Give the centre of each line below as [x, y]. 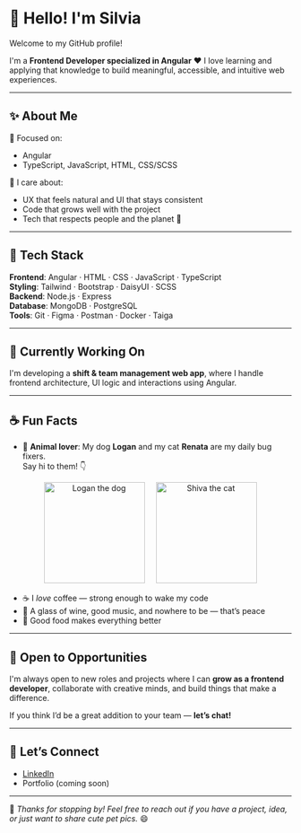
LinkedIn [38, 773]
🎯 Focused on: [36, 137]
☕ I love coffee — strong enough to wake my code [115, 598]
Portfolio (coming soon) [66, 783]
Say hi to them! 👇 [54, 467]
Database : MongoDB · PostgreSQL [73, 305]
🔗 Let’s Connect [54, 752]
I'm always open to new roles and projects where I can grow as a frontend [147, 679]
